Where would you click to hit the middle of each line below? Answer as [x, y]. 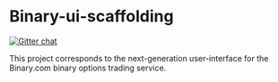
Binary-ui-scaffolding [91, 16]
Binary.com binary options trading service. [88, 68]
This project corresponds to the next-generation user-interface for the [139, 58]
